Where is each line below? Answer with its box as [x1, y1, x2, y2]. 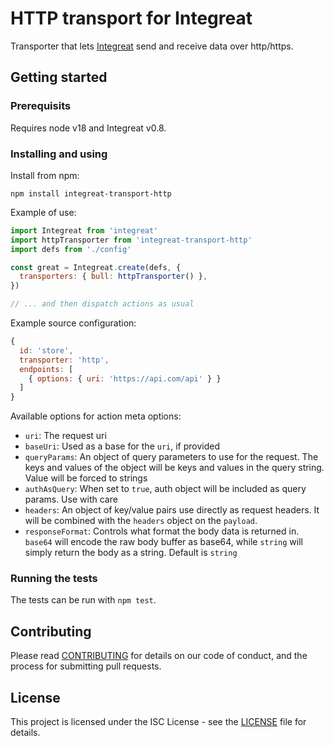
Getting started [10, 69, 108, 86]
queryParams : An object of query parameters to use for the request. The [24, 451, 319, 463]
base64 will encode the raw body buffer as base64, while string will [24, 536, 303, 548]
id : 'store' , [19, 345, 74, 356]
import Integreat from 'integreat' [10, 225, 159, 236]
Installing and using [10, 147, 108, 161]
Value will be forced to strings [24, 472, 148, 484]
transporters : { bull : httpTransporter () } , [19, 272, 208, 282]
